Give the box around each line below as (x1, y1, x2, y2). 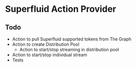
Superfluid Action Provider (5, 3, 116, 15)
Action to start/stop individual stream (12, 52, 87, 58)
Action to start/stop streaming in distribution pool (19, 47, 119, 52)
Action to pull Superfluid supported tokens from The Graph (12, 36, 132, 42)
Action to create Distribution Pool (12, 41, 80, 47)
